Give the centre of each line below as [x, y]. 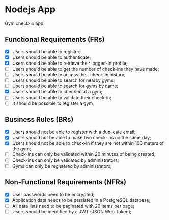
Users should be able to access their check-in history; [69, 74]
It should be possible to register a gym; [53, 103]
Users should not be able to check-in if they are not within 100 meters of [88, 143]
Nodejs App [30, 9]
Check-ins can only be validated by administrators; [65, 160]
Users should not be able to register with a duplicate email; [74, 132]
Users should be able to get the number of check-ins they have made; [86, 69]
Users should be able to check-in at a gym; [57, 92]
